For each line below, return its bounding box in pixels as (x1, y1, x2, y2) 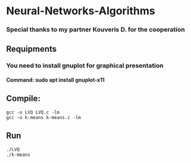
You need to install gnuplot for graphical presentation (6, 61, 164, 70)
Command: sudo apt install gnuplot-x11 (6, 76, 105, 84)
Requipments (6, 43, 57, 54)
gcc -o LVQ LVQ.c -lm (6, 109, 60, 115)
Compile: (6, 93, 40, 104)
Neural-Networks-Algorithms (6, 4, 156, 18)
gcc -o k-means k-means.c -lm (6, 114, 82, 120)
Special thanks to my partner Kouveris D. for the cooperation (6, 26, 186, 34)
